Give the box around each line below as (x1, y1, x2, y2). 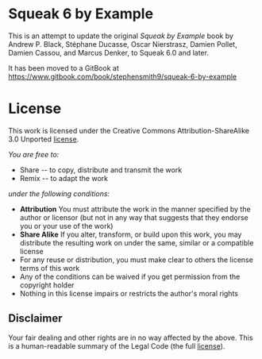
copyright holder (19, 280, 75, 290)
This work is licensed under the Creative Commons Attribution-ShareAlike (8, 125, 250, 135)
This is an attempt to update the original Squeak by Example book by (8, 31, 234, 41)
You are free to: (8, 149, 60, 159)
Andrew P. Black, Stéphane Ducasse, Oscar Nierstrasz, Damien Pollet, (8, 39, 237, 48)
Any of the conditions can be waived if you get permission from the (19, 272, 241, 281)
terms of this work (19, 263, 80, 272)
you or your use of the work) (19, 221, 114, 230)
